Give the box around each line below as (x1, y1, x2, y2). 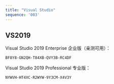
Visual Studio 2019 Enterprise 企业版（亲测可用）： (5, 45, 111, 51)
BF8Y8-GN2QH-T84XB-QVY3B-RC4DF (5, 55, 72, 61)
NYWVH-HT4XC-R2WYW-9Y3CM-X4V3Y (5, 75, 72, 80)
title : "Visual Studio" (5, 7, 56, 13)
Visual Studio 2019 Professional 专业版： (5, 65, 91, 71)
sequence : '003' (5, 12, 40, 17)
